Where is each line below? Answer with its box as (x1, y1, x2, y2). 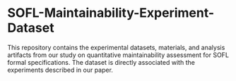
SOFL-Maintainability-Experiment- (7, 5, 215, 21)
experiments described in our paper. (7, 66, 113, 74)
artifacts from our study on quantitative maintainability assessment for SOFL (7, 51, 230, 59)
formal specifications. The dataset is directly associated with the (7, 58, 196, 66)
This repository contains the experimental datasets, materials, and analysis (7, 43, 225, 51)
